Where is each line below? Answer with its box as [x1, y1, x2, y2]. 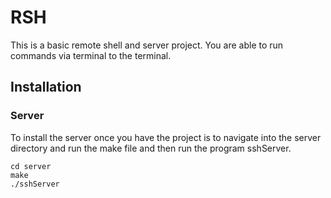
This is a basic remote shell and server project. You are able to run [10, 39, 284, 51]
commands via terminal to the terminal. [10, 49, 172, 61]
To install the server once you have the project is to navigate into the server [10, 131, 322, 143]
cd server [10, 161, 52, 171]
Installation [10, 79, 82, 96]
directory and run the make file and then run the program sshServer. [10, 142, 292, 154]
